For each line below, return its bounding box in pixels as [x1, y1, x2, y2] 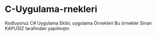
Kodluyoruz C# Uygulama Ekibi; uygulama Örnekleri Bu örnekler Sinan [5, 20, 152, 26]
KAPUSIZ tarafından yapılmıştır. [5, 25, 71, 31]
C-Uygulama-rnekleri [5, 3, 97, 15]
